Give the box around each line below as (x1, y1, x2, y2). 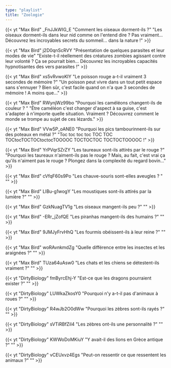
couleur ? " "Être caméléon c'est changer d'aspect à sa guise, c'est (5, 105, 147, 111)
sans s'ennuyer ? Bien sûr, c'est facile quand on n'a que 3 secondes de (5, 84, 155, 90)
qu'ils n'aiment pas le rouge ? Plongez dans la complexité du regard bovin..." (5, 157, 166, 164)
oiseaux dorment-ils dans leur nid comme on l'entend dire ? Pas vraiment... (5, 32, 163, 38)
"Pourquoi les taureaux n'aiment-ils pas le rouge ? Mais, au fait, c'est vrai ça (5, 152, 165, 158)
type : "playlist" (5, 7, 42, 13)
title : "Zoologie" (5, 12, 44, 17)
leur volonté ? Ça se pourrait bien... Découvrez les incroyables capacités (5, 58, 158, 64)
